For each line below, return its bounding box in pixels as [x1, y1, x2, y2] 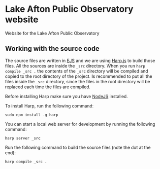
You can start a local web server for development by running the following [5, 121, 156, 127]
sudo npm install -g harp [5, 112, 58, 117]
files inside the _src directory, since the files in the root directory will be [5, 78, 150, 84]
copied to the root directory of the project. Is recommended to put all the [5, 73, 153, 79]
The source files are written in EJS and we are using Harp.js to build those [5, 58, 156, 64]
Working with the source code [5, 44, 99, 53]
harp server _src [5, 135, 41, 141]
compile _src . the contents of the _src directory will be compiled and [5, 68, 149, 74]
